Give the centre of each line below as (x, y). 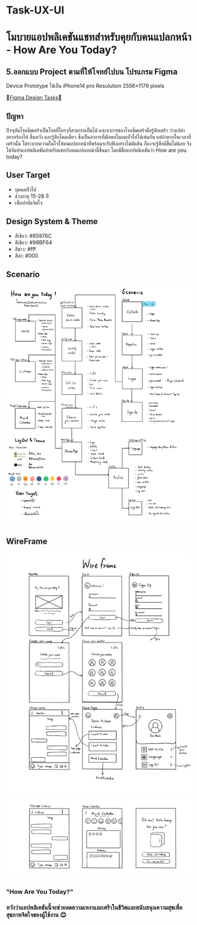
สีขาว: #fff (25, 249)
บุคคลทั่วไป (25, 189)
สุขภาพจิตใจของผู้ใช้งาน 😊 (36, 915)
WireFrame (27, 542)
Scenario (23, 274)
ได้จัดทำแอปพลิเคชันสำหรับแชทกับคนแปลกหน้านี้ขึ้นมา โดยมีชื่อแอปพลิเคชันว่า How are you (96, 150)
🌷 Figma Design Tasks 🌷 (34, 98)
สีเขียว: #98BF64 (33, 242)
